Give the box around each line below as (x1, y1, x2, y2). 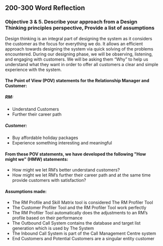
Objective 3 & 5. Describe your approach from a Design (5, 18, 138, 25)
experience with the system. (5, 67, 62, 72)
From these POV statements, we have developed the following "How (5, 151, 146, 157)
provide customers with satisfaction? (12, 177, 86, 183)
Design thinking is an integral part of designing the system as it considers (5, 35, 152, 41)
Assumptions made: (5, 189, 47, 194)
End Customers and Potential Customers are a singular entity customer (12, 235, 155, 241)
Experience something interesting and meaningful (12, 140, 112, 146)
